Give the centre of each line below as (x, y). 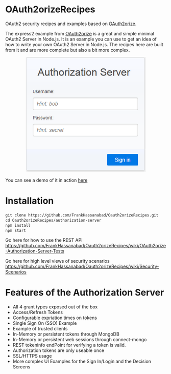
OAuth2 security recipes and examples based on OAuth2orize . (71, 24)
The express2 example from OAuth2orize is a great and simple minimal (80, 33)
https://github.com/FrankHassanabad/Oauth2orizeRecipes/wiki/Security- (82, 266)
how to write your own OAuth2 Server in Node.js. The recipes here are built (84, 44)
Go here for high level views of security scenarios (57, 261)
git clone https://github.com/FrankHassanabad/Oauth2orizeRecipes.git (82, 215)
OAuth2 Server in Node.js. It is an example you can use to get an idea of (81, 39)
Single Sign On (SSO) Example (45, 323)
